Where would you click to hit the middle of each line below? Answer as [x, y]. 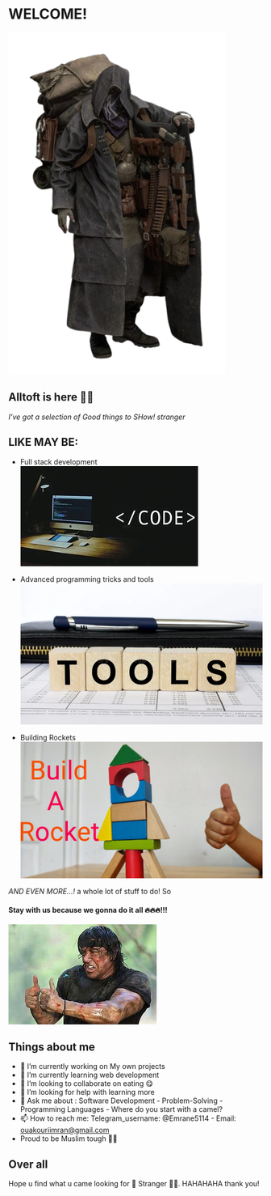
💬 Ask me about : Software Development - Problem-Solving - [121, 1101]
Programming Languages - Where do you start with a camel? [121, 1109]
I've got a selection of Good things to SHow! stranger [97, 417]
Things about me [52, 1047]
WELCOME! [48, 14]
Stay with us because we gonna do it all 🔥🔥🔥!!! [88, 910]
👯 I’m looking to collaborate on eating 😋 [86, 1084]
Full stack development [58, 461]
